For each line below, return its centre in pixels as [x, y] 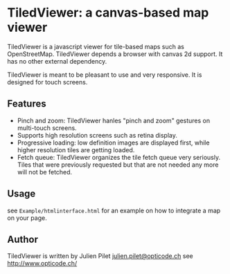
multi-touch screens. [47, 128]
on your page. [27, 218]
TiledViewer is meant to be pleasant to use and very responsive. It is [105, 75]
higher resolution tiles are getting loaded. [76, 149]
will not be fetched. [45, 172]
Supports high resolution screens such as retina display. [97, 135]
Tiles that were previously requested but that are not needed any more [118, 165]
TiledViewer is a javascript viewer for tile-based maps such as [96, 46]
